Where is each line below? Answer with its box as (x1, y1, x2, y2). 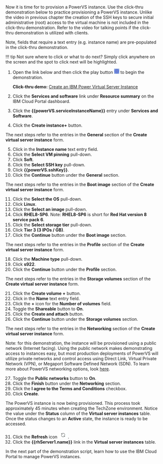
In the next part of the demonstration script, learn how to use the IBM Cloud (5, 448, 157, 454)
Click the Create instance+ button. (12, 122, 83, 128)
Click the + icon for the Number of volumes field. (12, 301, 112, 306)
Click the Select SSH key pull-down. (12, 162, 85, 167)
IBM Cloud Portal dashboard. (12, 99, 71, 104)
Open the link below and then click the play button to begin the (12, 69, 145, 75)
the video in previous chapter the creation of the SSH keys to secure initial (5, 15, 154, 20)
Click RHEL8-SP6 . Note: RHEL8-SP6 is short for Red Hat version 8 (12, 212, 147, 217)
